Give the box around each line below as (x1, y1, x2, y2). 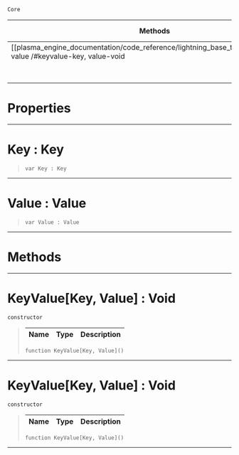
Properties (7, 100, 71, 117)
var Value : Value (24, 218, 80, 226)
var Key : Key (24, 165, 67, 172)
